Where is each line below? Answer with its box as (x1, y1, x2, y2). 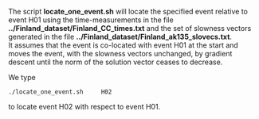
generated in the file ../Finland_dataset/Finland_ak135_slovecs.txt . (8, 32, 233, 41)
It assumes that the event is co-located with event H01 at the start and (8, 40, 239, 50)
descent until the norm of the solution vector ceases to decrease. (8, 57, 223, 67)
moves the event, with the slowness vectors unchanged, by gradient (8, 49, 233, 58)
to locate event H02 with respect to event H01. (8, 102, 161, 111)
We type (8, 73, 36, 82)
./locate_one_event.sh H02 (8, 88, 112, 96)
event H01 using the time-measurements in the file (8, 15, 174, 25)
